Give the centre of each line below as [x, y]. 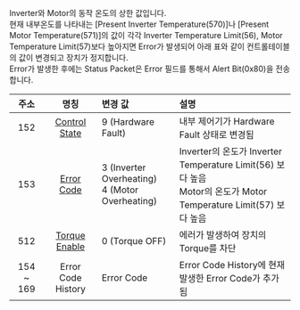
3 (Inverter [124, 167]
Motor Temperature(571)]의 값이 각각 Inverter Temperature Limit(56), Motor [146, 35]
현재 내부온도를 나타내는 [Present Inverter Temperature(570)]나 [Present [139, 24]
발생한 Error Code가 [220, 278]
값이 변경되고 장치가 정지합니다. [73, 57]
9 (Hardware [128, 122]
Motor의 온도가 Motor [223, 192]
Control [71, 122]
